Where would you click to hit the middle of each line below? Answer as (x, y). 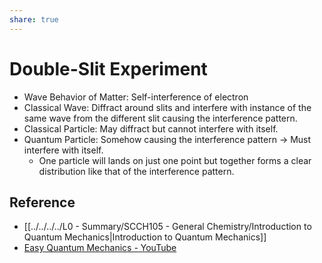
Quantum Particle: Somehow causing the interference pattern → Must (167, 139)
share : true (34, 19)
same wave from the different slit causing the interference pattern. (160, 118)
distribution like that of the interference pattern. (136, 171)
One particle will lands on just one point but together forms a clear (175, 160)
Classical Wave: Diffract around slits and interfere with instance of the (167, 107)
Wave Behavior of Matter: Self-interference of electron (136, 97)
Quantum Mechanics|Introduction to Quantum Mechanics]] (145, 237)
